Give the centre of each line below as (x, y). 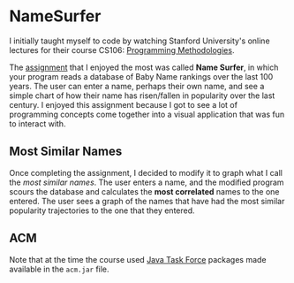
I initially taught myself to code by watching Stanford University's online (140, 41)
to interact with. (38, 123)
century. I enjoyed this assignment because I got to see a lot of (124, 104)
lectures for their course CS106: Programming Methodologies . (122, 50)
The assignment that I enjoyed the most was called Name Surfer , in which (144, 67)
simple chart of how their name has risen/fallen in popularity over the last (142, 96)
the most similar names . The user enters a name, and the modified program (147, 182)
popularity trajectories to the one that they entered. (102, 210)
